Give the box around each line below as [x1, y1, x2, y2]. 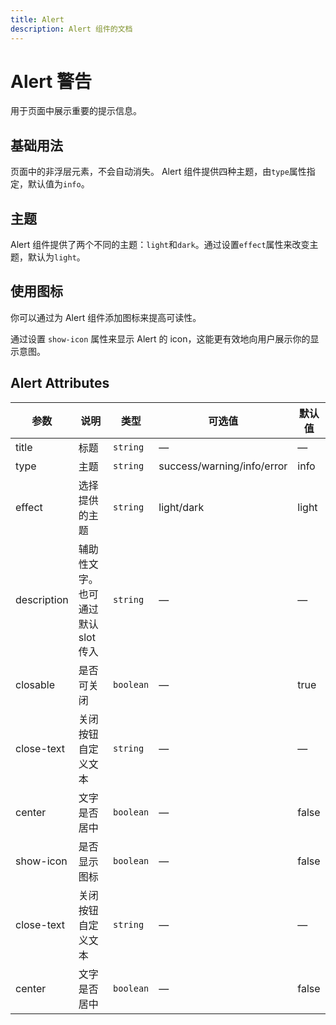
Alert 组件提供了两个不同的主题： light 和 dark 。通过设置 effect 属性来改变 [10, 239, 310, 251]
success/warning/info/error [158, 459, 288, 473]
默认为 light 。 [27, 251, 86, 263]
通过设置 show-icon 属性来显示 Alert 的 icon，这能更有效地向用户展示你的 [10, 332, 311, 345]
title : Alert [10, 14, 65, 25]
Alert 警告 [10, 70, 93, 93]
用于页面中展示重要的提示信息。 [10, 105, 142, 117]
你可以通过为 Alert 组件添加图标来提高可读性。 [10, 311, 202, 323]
